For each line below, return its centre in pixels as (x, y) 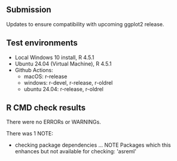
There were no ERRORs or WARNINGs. (54, 122)
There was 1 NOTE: (30, 134)
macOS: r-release (45, 76)
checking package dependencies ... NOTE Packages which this (93, 145)
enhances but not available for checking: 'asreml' (75, 151)
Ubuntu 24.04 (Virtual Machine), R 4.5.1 (63, 64)
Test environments (42, 43)
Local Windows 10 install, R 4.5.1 (54, 57)
